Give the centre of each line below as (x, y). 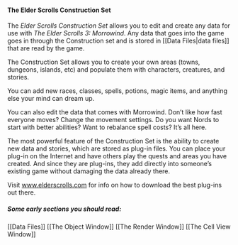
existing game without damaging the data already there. (89, 171)
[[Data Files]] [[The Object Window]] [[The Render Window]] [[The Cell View (119, 227)
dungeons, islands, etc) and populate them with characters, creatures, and (116, 70)
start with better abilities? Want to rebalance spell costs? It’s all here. (107, 127)
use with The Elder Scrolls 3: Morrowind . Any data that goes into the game (116, 33)
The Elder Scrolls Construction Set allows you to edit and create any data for (119, 26)
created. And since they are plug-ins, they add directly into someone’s (110, 164)
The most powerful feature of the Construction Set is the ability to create (113, 141)
